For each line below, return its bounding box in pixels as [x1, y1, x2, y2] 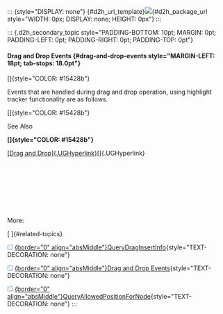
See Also [7, 122, 33, 131]
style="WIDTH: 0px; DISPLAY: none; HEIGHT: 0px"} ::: [7, 15, 162, 23]
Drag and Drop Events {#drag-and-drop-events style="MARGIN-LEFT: [7, 51, 215, 60]
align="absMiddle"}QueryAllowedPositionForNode [7, 292, 151, 301]
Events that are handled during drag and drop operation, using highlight [7, 88, 212, 97]
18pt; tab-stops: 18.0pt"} [7, 59, 81, 67]
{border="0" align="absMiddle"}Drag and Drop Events [15, 264, 170, 272]
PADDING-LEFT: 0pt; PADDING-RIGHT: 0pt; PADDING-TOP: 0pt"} [7, 35, 193, 44]
